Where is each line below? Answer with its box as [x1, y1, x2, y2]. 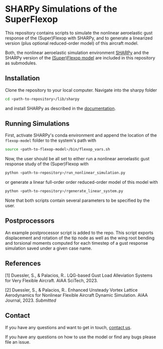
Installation [5, 74, 40, 82]
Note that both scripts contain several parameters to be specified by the [5, 197, 150, 203]
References [5, 259, 41, 268]
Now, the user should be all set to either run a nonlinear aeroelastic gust [5, 156, 150, 162]
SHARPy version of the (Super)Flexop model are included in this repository [5, 55, 155, 60]
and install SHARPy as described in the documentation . [5, 105, 116, 111]
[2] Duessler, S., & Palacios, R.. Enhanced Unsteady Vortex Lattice [5, 287, 138, 293]
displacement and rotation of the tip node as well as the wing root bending [5, 235, 155, 241]
